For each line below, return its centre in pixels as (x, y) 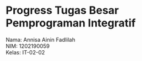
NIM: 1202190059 (28, 46)
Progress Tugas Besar (62, 10)
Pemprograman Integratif (71, 23)
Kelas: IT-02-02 (25, 52)
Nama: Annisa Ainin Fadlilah (40, 39)
